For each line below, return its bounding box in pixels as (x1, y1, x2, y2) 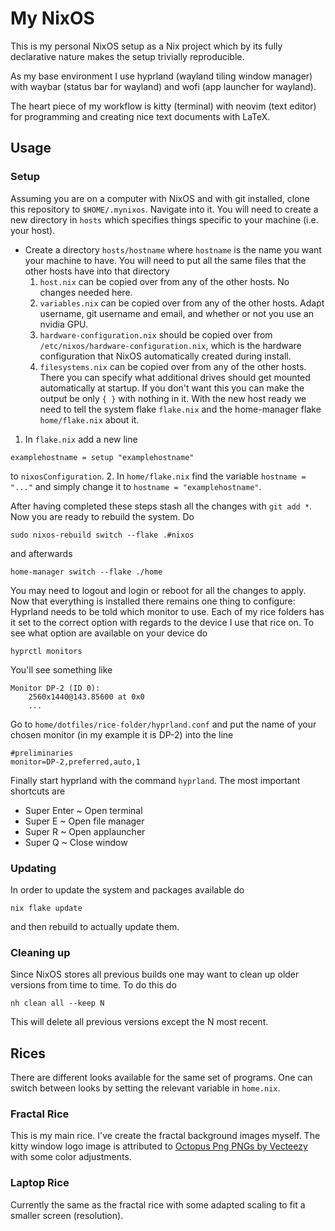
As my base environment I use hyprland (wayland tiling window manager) (10, 70, 313, 82)
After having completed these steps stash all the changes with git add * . (10, 500, 313, 512)
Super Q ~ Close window (24, 836, 128, 848)
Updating (10, 861, 57, 875)
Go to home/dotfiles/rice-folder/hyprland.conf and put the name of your (10, 718, 317, 730)
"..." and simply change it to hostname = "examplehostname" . (10, 480, 262, 492)
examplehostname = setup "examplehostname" (10, 452, 195, 462)
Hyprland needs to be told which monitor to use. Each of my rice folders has (10, 605, 325, 617)
